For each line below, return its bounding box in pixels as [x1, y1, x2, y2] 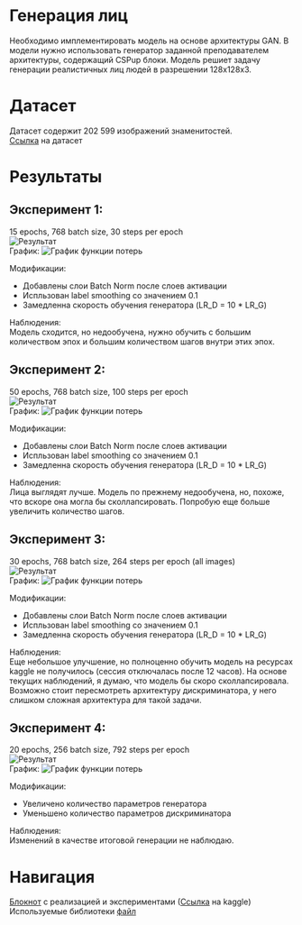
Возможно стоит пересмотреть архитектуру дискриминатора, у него [9, 684, 277, 695]
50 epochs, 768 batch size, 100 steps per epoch [9, 386, 189, 397]
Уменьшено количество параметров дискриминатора [22, 808, 232, 819]
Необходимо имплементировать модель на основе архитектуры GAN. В [9, 35, 289, 46]
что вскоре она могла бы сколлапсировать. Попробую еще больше [9, 496, 270, 507]
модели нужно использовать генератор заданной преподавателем [9, 44, 269, 55]
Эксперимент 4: [9, 720, 106, 736]
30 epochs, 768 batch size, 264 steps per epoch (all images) [9, 555, 236, 566]
